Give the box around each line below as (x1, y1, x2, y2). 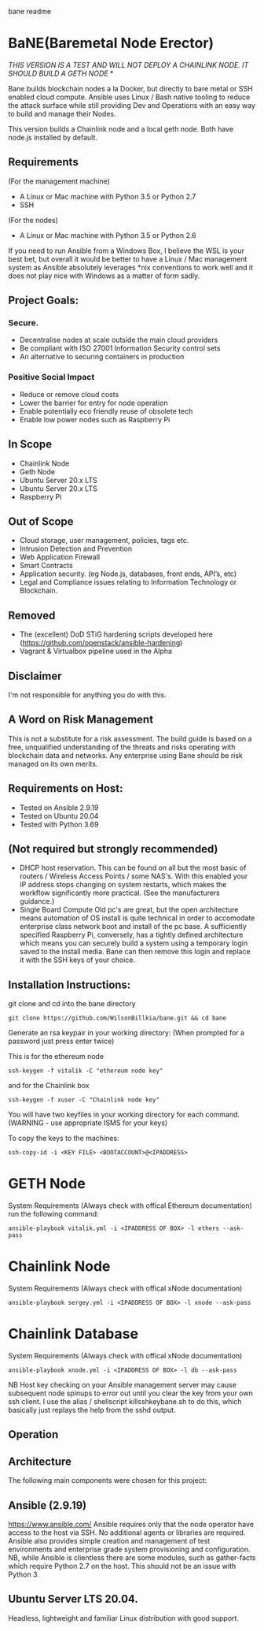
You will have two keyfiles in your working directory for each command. (8, 1110, 240, 1120)
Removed (8, 608, 56, 622)
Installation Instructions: (8, 978, 131, 991)
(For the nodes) (8, 215, 59, 225)
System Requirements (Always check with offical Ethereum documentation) (8, 1201, 253, 1210)
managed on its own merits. (8, 759, 98, 768)
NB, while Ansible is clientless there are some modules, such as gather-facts (8, 1553, 256, 1562)
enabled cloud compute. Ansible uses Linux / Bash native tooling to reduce (8, 92, 251, 102)
